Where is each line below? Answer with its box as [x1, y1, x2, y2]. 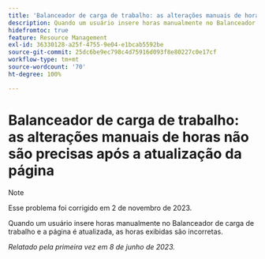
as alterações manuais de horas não [8, 128, 250, 146]
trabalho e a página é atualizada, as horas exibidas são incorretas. [8, 227, 223, 236]
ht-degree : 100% [8, 70, 62, 78]
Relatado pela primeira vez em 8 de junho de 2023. [8, 242, 175, 251]
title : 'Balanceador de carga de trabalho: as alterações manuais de [8, 11, 242, 20]
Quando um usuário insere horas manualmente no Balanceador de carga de [8, 218, 255, 227]
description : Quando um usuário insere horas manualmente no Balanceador [8, 19, 256, 27]
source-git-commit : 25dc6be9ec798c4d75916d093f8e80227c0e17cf [8, 48, 217, 56]
